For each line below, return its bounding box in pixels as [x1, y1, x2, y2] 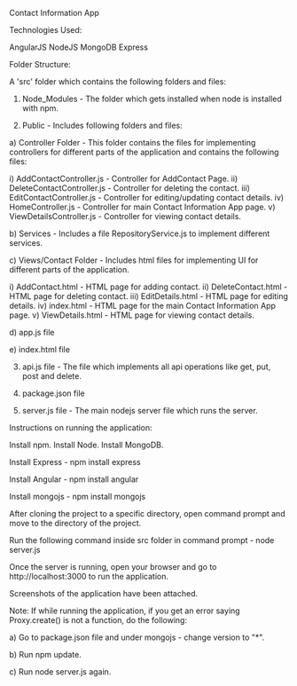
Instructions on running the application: [9, 422, 152, 433]
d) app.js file [9, 327, 55, 337]
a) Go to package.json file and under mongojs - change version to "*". [9, 632, 265, 643]
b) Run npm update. [9, 650, 82, 659]
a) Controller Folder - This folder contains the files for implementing [9, 138, 256, 147]
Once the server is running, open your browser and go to [9, 562, 217, 572]
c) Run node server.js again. [9, 666, 112, 677]
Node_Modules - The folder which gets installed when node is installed [21, 93, 282, 104]
